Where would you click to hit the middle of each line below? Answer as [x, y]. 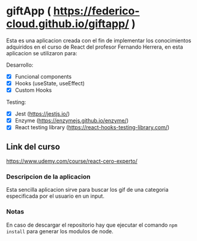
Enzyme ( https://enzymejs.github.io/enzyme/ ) [72, 121]
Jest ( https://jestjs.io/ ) [42, 114]
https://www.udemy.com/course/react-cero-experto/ [72, 161]
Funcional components [43, 76]
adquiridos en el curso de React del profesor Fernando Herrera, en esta [95, 47]
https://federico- [96, 11]
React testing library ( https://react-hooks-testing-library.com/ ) [92, 127]
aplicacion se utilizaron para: [42, 53]
